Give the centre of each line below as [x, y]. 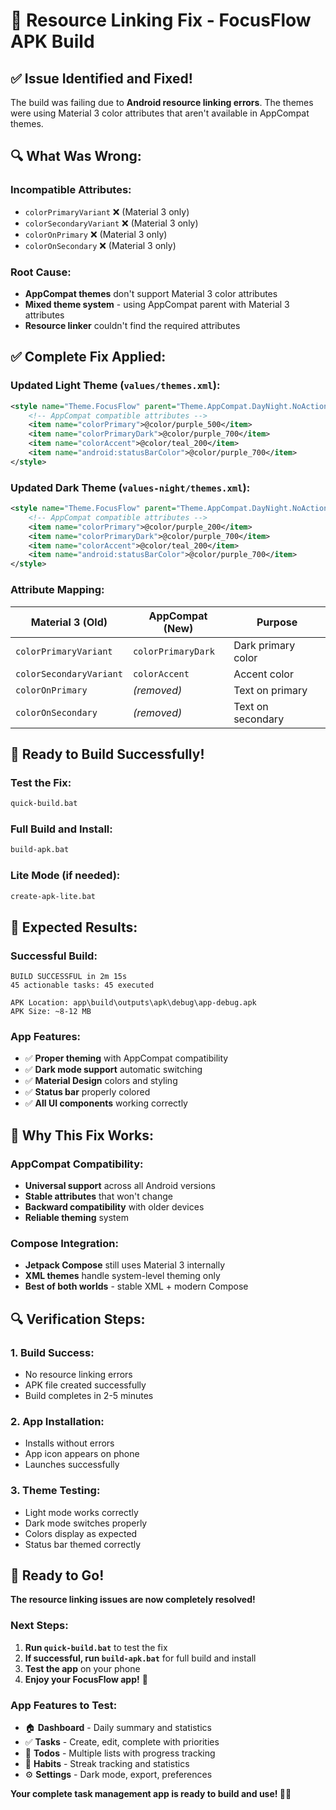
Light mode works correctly [81, 1512]
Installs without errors [69, 1443]
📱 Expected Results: [74, 927]
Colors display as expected [81, 1533]
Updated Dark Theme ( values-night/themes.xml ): [130, 487]
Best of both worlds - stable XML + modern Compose [136, 1286]
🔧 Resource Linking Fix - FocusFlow [161, 20]
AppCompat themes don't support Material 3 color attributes [151, 293]
